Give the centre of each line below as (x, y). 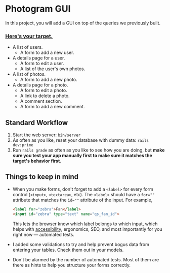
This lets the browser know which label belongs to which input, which (85, 224)
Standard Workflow (37, 123)
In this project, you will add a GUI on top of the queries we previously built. (83, 23)
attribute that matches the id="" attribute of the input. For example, (82, 200)
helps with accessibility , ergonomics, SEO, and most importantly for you (88, 229)
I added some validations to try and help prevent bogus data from (81, 244)
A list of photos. (29, 74)
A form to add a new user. (47, 53)
